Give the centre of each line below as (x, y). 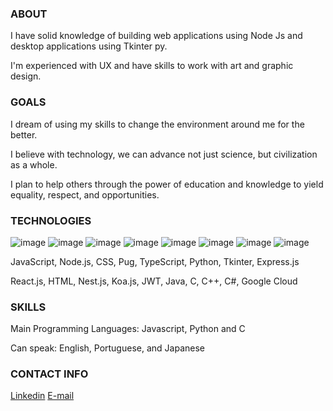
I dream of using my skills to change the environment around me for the (157, 124)
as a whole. (34, 164)
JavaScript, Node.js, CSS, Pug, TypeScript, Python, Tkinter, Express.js (155, 261)
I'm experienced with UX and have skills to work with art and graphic (152, 66)
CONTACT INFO (49, 374)
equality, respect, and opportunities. (85, 194)
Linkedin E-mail (42, 396)
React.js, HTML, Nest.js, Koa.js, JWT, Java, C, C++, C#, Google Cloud (154, 281)
